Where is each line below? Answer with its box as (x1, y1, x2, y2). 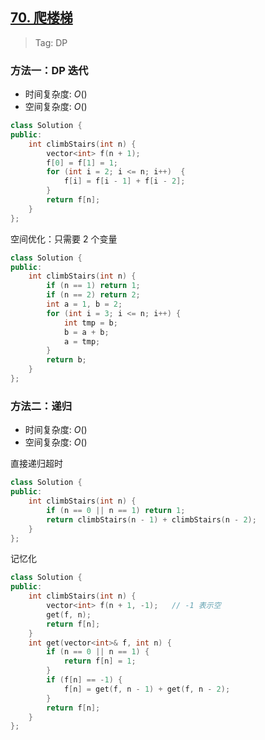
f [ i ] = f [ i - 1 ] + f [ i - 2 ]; (63, 176, 186, 187)
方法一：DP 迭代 (10, 63, 89, 77)
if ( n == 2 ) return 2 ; (46, 290, 141, 300)
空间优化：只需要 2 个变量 (10, 233, 118, 245)
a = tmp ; (63, 336, 101, 347)
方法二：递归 (10, 399, 73, 413)
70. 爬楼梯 (10, 9, 73, 27)
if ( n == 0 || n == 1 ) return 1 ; (46, 505, 186, 515)
